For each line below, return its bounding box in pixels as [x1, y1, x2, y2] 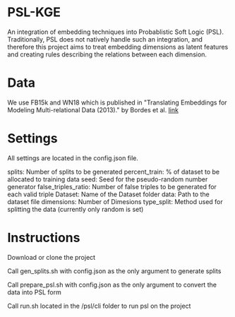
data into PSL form [7, 287, 62, 297]
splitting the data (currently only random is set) [7, 205, 144, 213]
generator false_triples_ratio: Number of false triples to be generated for [7, 182, 217, 191]
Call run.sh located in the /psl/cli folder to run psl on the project [7, 301, 191, 310]
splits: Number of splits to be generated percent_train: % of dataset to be [7, 167, 220, 176]
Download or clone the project [7, 253, 96, 261]
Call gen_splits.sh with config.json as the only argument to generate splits [7, 266, 222, 275]
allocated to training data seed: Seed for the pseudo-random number [7, 174, 208, 184]
